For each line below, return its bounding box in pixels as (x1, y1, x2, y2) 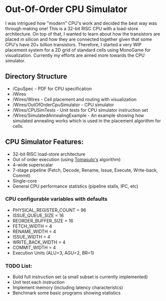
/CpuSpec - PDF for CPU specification (12, 86, 92, 92)
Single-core (12, 178, 37, 184)
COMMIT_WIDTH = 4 (12, 244, 56, 250)
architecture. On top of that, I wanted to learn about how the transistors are (5, 31, 160, 37)
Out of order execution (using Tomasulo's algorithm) (12, 156, 121, 162)
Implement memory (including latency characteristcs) (12, 284, 123, 290)
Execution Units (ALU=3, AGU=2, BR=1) (12, 250, 94, 256)
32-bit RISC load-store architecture (12, 151, 86, 157)
